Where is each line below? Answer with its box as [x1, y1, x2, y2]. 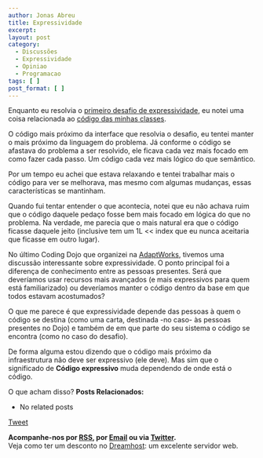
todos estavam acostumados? [8, 292, 105, 301]
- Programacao [15, 70, 61, 78]
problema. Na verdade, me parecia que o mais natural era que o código [8, 218, 239, 227]
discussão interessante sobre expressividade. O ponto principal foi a [8, 258, 230, 267]
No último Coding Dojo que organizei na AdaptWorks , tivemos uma [8, 250, 225, 260]
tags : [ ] [8, 77, 41, 85]
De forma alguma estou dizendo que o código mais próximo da [8, 347, 212, 357]
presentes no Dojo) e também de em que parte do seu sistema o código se [8, 323, 250, 333]
